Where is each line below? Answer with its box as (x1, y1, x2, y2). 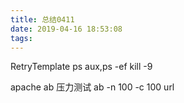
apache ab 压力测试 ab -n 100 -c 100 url (10, 81, 175, 93)
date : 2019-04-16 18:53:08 (10, 24, 123, 34)
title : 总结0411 (10, 14, 75, 25)
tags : (10, 33, 33, 43)
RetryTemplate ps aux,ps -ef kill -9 (10, 61, 153, 73)
